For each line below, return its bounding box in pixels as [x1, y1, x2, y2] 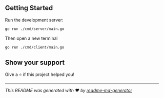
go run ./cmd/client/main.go [5, 45, 64, 49]
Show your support [5, 58, 65, 67]
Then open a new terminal [5, 35, 58, 41]
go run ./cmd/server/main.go [5, 26, 64, 31]
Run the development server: [5, 17, 63, 23]
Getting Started [5, 4, 53, 12]
